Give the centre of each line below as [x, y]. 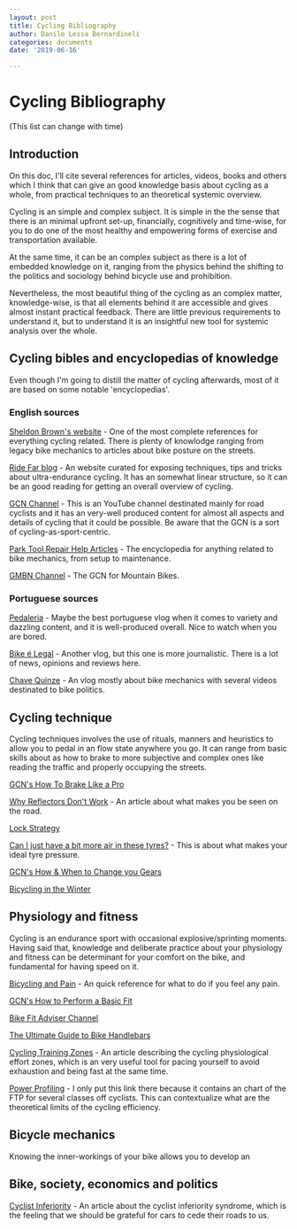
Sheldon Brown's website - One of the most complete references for [134, 432]
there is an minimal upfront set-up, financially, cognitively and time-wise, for [148, 221]
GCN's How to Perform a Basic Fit [71, 1000]
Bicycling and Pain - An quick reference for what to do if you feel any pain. [145, 984]
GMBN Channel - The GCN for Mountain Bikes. [94, 575]
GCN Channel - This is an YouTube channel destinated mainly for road [137, 503]
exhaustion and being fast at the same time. [89, 1071]
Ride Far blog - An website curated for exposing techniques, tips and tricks [146, 467]
